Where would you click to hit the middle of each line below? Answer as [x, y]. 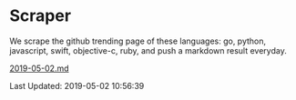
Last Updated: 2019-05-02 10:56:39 [77, 85]
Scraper [40, 16]
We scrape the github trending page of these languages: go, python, [138, 41]
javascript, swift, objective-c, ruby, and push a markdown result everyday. [148, 50]
